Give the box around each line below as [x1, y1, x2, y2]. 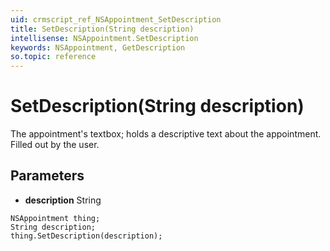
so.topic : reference [10, 52, 97, 62]
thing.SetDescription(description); [10, 231, 163, 241]
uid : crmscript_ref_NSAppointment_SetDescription [10, 14, 222, 25]
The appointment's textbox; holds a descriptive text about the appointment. [10, 128, 322, 140]
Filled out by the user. [10, 139, 100, 151]
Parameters [10, 167, 85, 185]
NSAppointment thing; [10, 213, 101, 223]
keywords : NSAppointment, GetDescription [10, 42, 186, 53]
